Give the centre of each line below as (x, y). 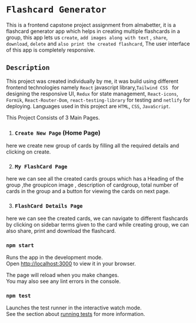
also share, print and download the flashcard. (61, 231)
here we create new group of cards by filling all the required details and (93, 146)
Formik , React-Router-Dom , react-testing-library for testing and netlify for (98, 100)
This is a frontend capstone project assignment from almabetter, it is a (91, 25)
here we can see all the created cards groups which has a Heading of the (95, 179)
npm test (19, 296)
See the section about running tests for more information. (76, 314)
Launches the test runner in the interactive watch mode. (74, 308)
